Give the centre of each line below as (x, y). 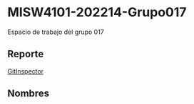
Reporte (26, 54)
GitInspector (26, 71)
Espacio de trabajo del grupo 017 (56, 32)
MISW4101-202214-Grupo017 (97, 12)
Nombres (29, 94)
